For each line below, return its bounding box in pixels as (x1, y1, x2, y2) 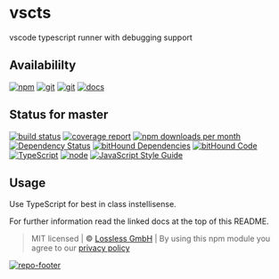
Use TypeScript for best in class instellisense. (9, 199, 176, 210)
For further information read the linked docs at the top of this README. (9, 216, 269, 227)
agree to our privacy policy (30, 243, 131, 253)
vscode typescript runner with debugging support (9, 32, 193, 43)
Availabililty (9, 58, 77, 73)
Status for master (9, 108, 109, 123)
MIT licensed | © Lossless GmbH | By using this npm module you (30, 234, 271, 244)
